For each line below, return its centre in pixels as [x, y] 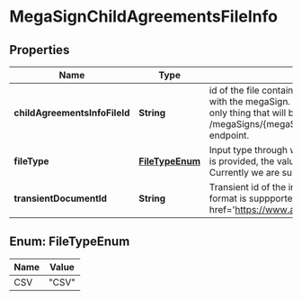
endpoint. [229, 135]
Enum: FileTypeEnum [70, 242]
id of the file [234, 90]
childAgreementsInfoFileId [72, 113]
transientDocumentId [61, 198]
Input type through [249, 150]
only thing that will [248, 113]
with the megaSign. [249, 101]
